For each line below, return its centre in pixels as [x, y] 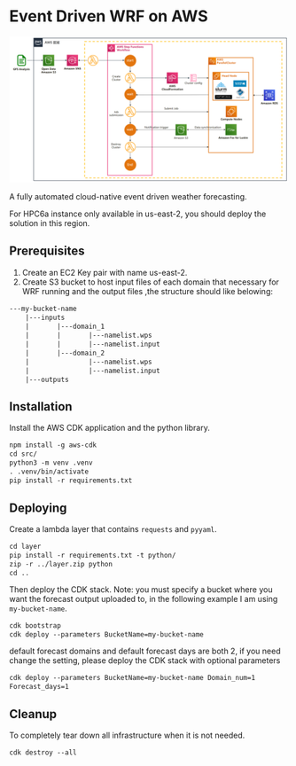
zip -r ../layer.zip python [61, 565]
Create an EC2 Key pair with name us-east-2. [105, 272]
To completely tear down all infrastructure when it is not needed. [127, 735]
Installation [41, 406]
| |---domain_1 [65, 326]
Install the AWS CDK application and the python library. [109, 428]
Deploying [38, 508]
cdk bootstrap [35, 626]
